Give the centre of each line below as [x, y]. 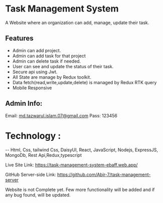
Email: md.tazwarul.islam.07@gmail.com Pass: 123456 [61, 115]
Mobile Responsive [32, 88]
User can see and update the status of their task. [63, 66]
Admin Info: [24, 104]
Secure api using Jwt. [35, 72]
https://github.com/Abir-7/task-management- [104, 174]
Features [19, 38]
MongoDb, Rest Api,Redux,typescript [43, 155]
